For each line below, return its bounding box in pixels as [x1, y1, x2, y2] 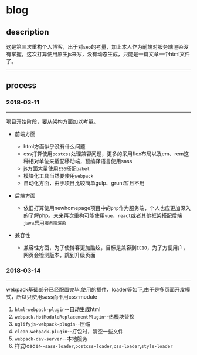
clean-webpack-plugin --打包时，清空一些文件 [14, 327, 124, 334]
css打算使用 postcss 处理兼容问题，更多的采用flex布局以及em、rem [23, 150, 184, 157]
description [6, 27, 49, 37]
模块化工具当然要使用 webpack [23, 172, 94, 179]
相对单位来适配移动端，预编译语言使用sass [28, 157, 133, 164]
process [6, 80, 37, 91]
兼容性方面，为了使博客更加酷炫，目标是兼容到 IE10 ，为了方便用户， [23, 244, 189, 251]
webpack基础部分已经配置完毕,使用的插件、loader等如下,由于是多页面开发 [6, 286, 186, 293]
